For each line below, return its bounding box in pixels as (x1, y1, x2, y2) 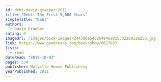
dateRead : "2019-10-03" (5, 54, 56, 60)
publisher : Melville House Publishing (5, 64, 88, 69)
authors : (5, 21, 24, 27)
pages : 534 (5, 60, 29, 65)
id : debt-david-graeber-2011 (5, 7, 67, 13)
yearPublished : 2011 (5, 69, 49, 74)
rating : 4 (5, 31, 26, 36)
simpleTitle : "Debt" (5, 17, 49, 22)
